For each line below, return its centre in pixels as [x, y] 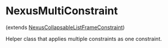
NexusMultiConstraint [62, 11]
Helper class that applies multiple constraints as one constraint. [84, 39]
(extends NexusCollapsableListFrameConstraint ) [65, 27]
